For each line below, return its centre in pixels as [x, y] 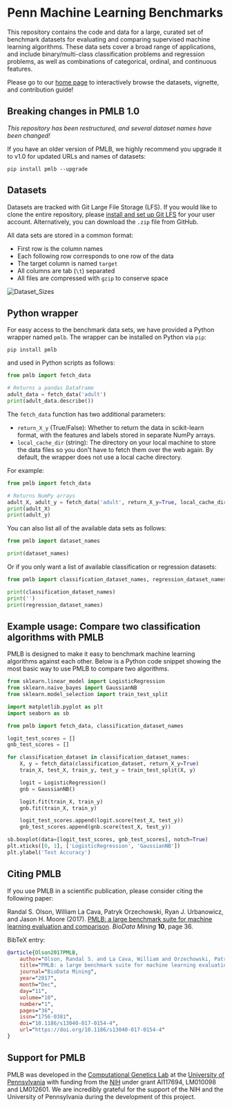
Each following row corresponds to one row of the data [95, 256]
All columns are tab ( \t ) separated [66, 270]
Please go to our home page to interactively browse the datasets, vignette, [113, 82]
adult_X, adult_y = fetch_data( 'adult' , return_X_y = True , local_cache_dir [117, 502]
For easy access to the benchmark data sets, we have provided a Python [111, 330]
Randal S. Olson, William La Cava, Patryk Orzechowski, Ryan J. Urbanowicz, [115, 911]
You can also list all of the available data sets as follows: [87, 528]
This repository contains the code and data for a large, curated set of [105, 32]
